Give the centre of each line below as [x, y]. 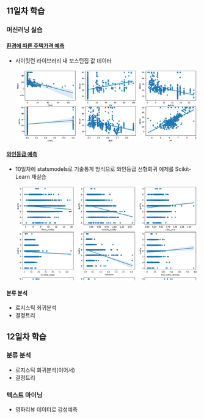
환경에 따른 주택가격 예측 [35, 45]
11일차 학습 [26, 11]
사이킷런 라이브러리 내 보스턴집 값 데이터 [63, 61]
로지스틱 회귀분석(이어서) [45, 370]
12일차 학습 [27, 337]
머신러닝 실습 [24, 30]
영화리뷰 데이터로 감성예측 [46, 410]
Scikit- [183, 169]
